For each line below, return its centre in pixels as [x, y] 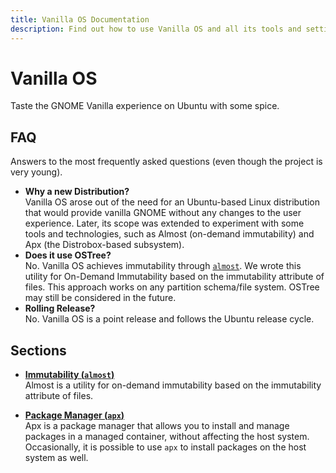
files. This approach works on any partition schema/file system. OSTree [172, 287]
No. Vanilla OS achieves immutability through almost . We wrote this [163, 266]
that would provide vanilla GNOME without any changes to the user [163, 213]
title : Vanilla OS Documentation [80, 19]
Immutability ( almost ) [69, 375]
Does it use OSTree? [68, 255]
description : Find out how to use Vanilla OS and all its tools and [156, 29]
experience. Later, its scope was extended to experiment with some [164, 223]
